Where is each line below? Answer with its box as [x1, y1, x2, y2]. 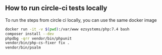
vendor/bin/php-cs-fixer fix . [5, 41, 70, 46]
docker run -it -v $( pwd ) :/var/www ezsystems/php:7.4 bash [5, 27, 130, 32]
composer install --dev [5, 31, 54, 36]
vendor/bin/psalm [5, 45, 41, 50]
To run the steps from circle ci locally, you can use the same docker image [5, 17, 157, 23]
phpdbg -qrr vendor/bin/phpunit [5, 36, 72, 41]
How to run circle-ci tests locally [5, 4, 108, 12]
